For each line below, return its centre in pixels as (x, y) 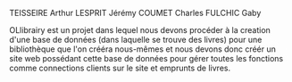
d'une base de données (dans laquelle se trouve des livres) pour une (136, 40)
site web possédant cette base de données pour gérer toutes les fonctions (146, 58)
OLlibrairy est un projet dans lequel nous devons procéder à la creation (140, 30)
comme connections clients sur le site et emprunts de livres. (120, 68)
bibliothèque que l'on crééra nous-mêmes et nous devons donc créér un (143, 49)
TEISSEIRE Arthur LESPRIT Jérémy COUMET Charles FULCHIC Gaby (135, 13)
